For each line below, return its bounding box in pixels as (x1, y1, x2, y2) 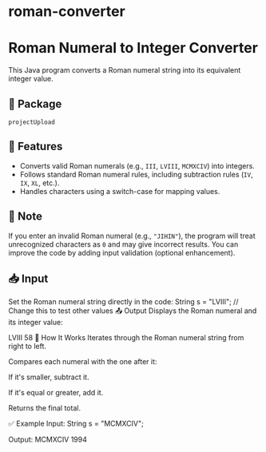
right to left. (8, 342, 46, 351)
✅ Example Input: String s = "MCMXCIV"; (8, 418, 144, 429)
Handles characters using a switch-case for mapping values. (19, 186, 220, 196)
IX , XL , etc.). (19, 178, 60, 188)
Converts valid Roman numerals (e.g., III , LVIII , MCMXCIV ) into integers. (19, 161, 256, 170)
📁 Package (8, 97, 62, 110)
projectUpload (8, 118, 56, 126)
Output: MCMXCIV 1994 (8, 434, 88, 445)
